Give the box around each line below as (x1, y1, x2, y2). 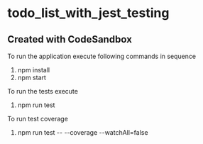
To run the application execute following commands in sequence (7, 52, 197, 60)
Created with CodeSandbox (7, 33, 133, 45)
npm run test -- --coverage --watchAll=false (17, 128, 148, 136)
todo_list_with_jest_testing (7, 5, 170, 21)
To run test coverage (7, 115, 69, 123)
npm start (17, 73, 46, 82)
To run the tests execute (7, 87, 78, 95)
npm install (17, 66, 50, 74)
